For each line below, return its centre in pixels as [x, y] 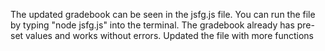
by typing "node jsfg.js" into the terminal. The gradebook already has [152, 25]
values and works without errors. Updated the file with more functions [169, 35]
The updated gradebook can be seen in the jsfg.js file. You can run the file [163, 14]
